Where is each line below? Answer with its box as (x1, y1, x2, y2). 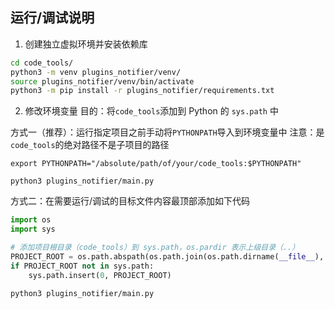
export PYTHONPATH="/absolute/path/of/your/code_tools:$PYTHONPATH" (10, 159, 302, 169)
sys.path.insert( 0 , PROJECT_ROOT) (28, 270, 172, 280)
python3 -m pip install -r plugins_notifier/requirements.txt (10, 86, 275, 96)
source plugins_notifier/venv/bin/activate (10, 76, 195, 87)
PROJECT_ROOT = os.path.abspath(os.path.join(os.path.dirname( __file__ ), (10, 251, 325, 262)
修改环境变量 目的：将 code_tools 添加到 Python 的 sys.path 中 (24, 105, 279, 117)
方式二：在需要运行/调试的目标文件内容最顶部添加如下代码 (10, 195, 251, 207)
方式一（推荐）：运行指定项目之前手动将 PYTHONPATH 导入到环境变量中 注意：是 (10, 126, 325, 138)
